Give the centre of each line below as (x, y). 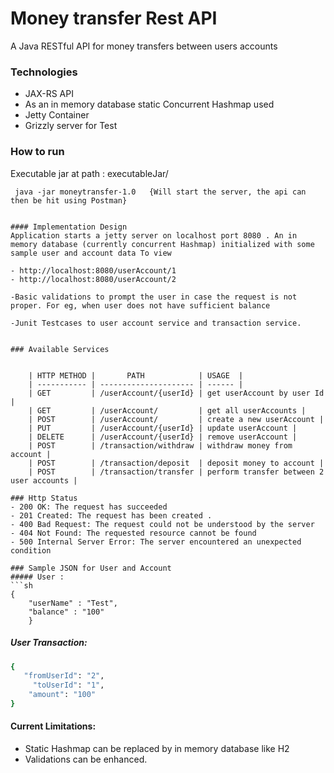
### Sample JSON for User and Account (91, 568)
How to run (37, 152)
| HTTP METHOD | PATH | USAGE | (136, 375)
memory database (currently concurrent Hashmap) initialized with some (162, 244)
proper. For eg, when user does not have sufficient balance (140, 305)
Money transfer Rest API (114, 18)
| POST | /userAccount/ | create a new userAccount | (176, 419)
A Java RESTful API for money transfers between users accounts (144, 46)
